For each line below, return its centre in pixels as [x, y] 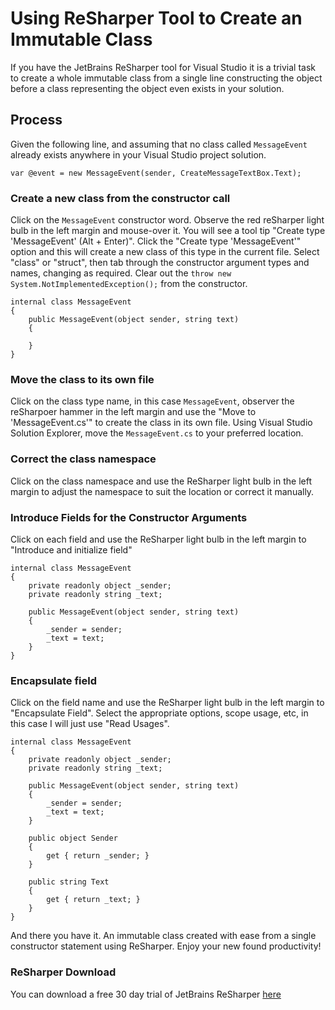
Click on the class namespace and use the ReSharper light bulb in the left [161, 481]
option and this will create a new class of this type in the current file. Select [165, 252]
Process [36, 120]
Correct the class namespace [83, 459]
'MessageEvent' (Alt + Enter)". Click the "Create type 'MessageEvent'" [156, 241]
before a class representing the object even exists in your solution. [147, 88]
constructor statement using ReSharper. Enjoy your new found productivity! [166, 946]
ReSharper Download [63, 972]
